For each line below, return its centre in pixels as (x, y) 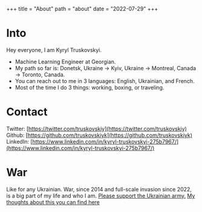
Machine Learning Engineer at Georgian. (65, 61)
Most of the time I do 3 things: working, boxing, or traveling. (90, 87)
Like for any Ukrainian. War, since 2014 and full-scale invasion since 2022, (99, 189)
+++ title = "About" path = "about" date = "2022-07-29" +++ (82, 9)
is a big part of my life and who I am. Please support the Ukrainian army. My (101, 196)
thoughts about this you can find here (53, 202)
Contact (27, 112)
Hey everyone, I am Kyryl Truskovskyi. (54, 50)
